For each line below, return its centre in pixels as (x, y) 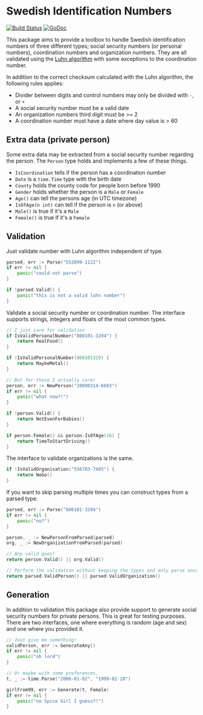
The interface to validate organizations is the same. (70, 458)
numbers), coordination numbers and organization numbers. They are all (97, 52)
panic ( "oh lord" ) (39, 657)
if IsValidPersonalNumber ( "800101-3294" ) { (62, 336)
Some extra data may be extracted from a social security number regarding (100, 154)
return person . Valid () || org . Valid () (55, 560)
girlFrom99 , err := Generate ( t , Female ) (58, 690)
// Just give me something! (42, 640)
